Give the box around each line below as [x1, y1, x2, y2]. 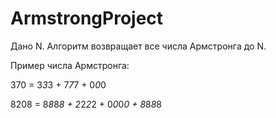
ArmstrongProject [10, 7, 164, 30]
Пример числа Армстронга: [10, 59, 130, 71]
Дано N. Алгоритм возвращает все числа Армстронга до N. [10, 40, 267, 52]
